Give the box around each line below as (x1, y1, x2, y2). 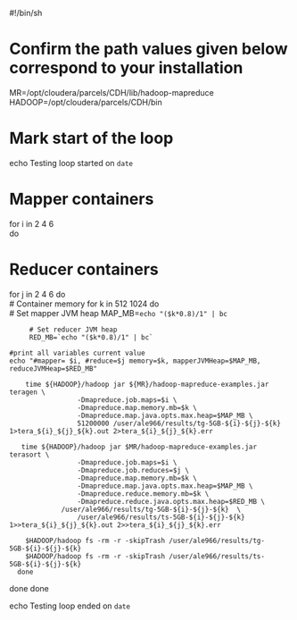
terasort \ (9, 450, 50, 459)
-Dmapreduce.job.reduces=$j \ (77, 465, 190, 474)
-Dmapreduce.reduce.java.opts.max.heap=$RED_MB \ (77, 497, 266, 506)
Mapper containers (9, 189, 154, 209)
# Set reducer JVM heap (29, 325, 118, 334)
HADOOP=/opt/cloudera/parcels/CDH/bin (9, 96, 162, 107)
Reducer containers (9, 259, 159, 280)
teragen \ (9, 388, 46, 397)
